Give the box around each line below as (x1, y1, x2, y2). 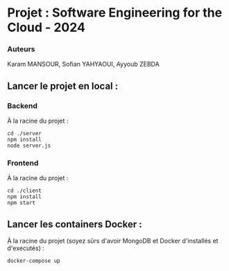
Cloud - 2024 (7, 19, 85, 35)
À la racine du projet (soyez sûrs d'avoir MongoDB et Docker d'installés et (7, 237, 219, 245)
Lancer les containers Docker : (7, 218, 142, 230)
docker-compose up (7, 258, 60, 265)
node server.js (7, 142, 51, 150)
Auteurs (7, 44, 35, 54)
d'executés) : (7, 244, 45, 252)
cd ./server (7, 130, 42, 137)
